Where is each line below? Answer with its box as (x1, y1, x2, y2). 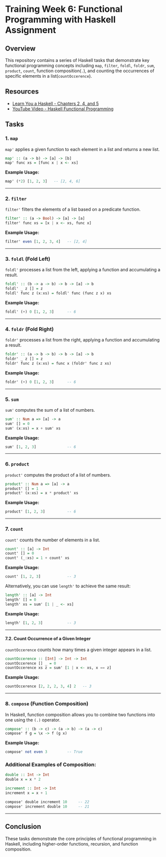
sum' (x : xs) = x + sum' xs (5, 426, 61, 431)
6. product (5, 461, 30, 468)
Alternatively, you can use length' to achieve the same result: (5, 583, 131, 589)
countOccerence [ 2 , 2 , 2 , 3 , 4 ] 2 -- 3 (5, 684, 92, 689)
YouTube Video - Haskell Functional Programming (12, 105, 114, 112)
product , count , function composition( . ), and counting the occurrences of (5, 68, 155, 74)
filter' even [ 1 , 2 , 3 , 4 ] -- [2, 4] (5, 239, 87, 244)
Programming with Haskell (5, 14, 116, 25)
